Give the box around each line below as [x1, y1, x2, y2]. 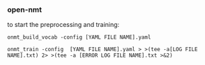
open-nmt [7, 5, 43, 15]
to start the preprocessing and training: [7, 21, 120, 29]
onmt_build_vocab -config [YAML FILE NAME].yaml [7, 34, 151, 41]
